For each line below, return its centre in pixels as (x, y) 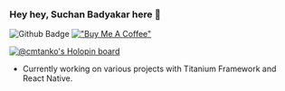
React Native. (47, 78)
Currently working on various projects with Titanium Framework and (149, 69)
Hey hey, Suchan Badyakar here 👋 (85, 14)
